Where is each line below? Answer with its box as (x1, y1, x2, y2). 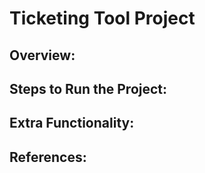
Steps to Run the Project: (9, 80, 168, 97)
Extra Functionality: (9, 115, 135, 132)
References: (9, 148, 87, 166)
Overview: (9, 47, 76, 64)
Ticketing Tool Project (9, 7, 196, 30)
